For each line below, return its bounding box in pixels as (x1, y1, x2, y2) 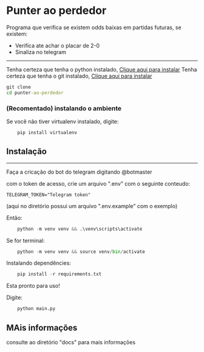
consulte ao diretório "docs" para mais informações (6, 338, 135, 346)
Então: (6, 214, 22, 222)
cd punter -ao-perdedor (6, 89, 64, 96)
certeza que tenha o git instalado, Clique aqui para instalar (6, 72, 152, 80)
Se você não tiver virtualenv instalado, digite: (6, 118, 119, 125)
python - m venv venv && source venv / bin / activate (17, 248, 146, 255)
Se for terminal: (6, 237, 45, 244)
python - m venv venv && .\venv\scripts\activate (17, 226, 143, 232)
